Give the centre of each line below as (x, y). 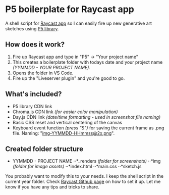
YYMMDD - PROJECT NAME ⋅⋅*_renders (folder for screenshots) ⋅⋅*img (87, 161)
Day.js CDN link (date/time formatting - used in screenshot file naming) (87, 117)
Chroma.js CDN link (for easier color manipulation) (65, 112)
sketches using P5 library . (32, 28)
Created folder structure (44, 149)
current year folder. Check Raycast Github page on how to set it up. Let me (83, 182)
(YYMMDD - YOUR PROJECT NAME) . (51, 67)
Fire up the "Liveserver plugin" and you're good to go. (69, 78)
